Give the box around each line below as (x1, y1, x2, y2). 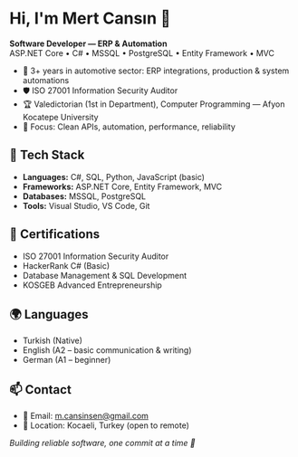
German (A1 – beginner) (22, 355, 111, 366)
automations (22, 74, 70, 85)
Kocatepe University (22, 111, 99, 122)
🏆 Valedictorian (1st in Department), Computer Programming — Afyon (22, 99, 285, 109)
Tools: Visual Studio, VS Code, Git (22, 200, 150, 211)
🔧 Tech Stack (9, 148, 85, 163)
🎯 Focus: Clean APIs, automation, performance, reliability (22, 121, 236, 132)
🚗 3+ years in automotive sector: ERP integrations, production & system (22, 65, 290, 76)
